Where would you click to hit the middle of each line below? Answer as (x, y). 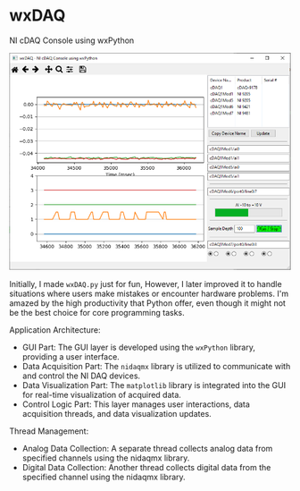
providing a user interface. (71, 356)
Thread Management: (49, 431)
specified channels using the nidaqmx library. (106, 458)
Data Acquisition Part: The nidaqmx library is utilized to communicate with (156, 366)
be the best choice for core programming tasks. (97, 312)
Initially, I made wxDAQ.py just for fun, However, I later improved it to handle (146, 284)
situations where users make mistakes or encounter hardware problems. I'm (149, 293)
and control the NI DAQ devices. (81, 376)
